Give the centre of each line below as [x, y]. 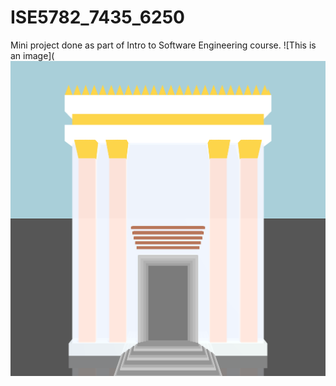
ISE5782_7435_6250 [97, 17]
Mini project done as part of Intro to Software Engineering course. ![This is [163, 45]
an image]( [32, 55]
